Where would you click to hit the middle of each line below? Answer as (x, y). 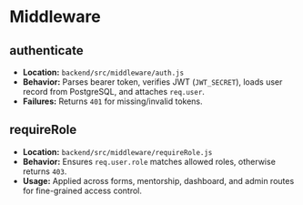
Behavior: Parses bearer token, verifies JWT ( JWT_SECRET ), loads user (152, 82)
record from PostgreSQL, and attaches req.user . (113, 92)
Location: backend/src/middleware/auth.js (103, 72)
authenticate (46, 51)
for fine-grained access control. (82, 190)
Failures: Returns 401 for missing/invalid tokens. (112, 101)
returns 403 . (45, 171)
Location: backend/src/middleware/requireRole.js (117, 151)
